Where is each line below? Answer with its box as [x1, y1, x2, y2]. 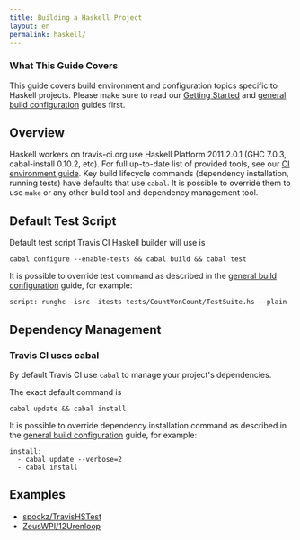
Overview [9, 125, 66, 140]
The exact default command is [9, 386, 122, 397]
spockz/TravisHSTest [22, 510, 101, 522]
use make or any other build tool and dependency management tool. [9, 187, 259, 198]
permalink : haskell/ [9, 30, 87, 39]
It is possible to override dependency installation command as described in [9, 419, 287, 430]
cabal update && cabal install [9, 404, 127, 413]
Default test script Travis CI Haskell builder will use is [9, 238, 206, 248]
